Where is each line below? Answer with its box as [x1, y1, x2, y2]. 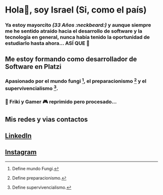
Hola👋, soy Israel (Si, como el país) [5, 4, 147, 16]
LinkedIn [5, 132, 32, 140]
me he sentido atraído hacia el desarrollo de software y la [5, 28, 143, 34]
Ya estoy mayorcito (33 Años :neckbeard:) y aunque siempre [5, 22, 151, 29]
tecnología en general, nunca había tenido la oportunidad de [5, 34, 150, 41]
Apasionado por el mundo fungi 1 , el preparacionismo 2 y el [5, 77, 147, 84]
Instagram [5, 148, 37, 157]
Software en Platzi [5, 63, 62, 71]
